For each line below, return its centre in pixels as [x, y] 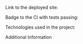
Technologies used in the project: [40, 27]
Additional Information [29, 37]
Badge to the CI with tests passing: [42, 17]
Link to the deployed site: [32, 7]
